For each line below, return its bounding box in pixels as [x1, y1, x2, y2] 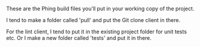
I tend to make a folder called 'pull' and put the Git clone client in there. [6, 17, 181, 23]
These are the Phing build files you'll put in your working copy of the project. [6, 5, 195, 12]
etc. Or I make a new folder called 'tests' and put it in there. [6, 35, 152, 41]
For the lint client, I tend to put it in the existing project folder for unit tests [6, 28, 187, 35]
